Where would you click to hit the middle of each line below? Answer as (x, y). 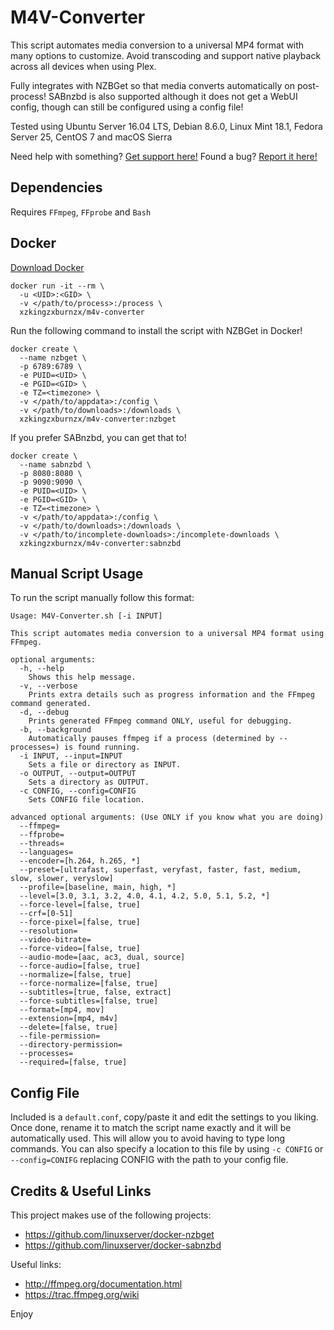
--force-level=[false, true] (80, 905)
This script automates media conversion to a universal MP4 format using (167, 634)
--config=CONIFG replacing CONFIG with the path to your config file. (149, 1160)
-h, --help (42, 669)
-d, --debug (44, 712)
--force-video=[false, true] (80, 949)
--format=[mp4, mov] (62, 1010)
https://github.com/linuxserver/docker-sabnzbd (123, 1245)
